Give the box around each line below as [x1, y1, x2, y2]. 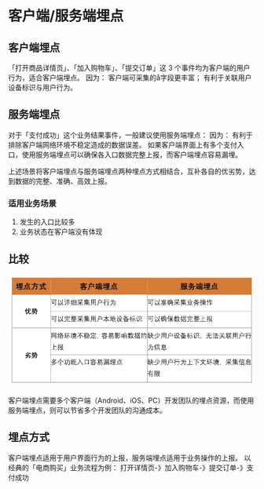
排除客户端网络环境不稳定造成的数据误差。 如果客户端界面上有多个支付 [8, 140, 237, 149]
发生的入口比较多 [19, 217, 75, 227]
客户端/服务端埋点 [8, 7, 124, 25]
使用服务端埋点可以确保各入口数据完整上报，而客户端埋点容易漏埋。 [21, 150, 242, 159]
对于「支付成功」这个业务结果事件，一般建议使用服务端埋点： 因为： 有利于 [8, 130, 253, 140]
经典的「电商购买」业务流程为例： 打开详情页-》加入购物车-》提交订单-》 [8, 462, 247, 472]
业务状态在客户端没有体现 [19, 227, 103, 236]
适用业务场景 [8, 198, 57, 209]
